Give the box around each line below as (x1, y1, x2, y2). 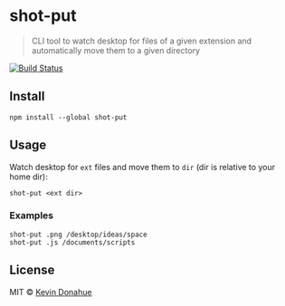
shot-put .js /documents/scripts (9, 237, 136, 247)
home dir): (9, 171, 48, 182)
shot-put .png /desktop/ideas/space (9, 230, 147, 239)
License (9, 263, 55, 278)
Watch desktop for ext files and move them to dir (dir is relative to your (9, 161, 276, 172)
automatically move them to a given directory (31, 44, 201, 55)
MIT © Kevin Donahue (9, 286, 92, 297)
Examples (9, 209, 54, 222)
